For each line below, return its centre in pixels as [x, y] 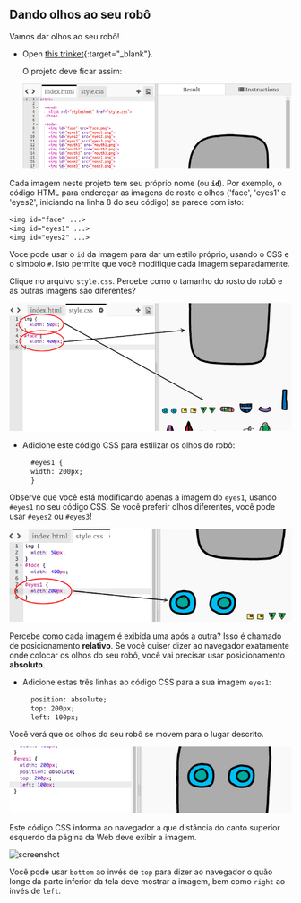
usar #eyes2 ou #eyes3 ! [51, 516]
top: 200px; [53, 708]
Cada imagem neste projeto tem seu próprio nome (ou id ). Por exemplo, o [146, 183]
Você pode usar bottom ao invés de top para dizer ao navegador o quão [141, 872]
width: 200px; [57, 471]
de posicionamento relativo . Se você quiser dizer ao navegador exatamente [149, 645]
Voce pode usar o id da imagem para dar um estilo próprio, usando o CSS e [149, 254]
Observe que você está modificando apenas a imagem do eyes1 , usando [143, 497]
